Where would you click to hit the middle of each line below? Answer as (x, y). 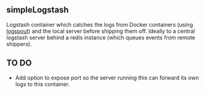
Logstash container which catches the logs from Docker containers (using (100, 24)
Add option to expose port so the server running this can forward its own (107, 78)
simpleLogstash (38, 10)
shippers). (19, 44)
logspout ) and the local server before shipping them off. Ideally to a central (101, 31)
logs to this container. (43, 84)
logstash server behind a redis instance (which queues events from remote (101, 37)
